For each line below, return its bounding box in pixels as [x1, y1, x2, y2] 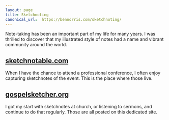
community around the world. [5, 42, 67, 48]
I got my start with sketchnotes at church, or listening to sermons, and [5, 104, 152, 109]
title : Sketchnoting [5, 12, 49, 17]
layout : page [5, 7, 33, 13]
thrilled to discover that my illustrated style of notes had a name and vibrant [5, 36, 164, 42]
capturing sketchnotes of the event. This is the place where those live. [5, 75, 153, 81]
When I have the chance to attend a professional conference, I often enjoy [5, 70, 161, 76]
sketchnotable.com [5, 56, 69, 65]
